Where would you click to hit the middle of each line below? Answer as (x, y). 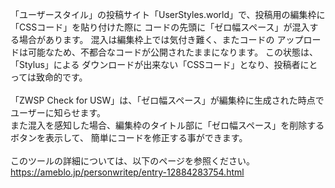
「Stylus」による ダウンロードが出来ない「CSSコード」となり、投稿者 (155, 64)
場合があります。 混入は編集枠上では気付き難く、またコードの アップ (161, 39)
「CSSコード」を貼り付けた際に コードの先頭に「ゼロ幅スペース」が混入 (160, 27)
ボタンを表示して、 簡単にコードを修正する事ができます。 (129, 137)
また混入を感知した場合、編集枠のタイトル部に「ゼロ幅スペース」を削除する (167, 125)
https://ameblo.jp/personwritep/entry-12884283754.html (127, 172)
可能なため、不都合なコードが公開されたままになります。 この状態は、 (173, 52)
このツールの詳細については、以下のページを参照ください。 (133, 161)
